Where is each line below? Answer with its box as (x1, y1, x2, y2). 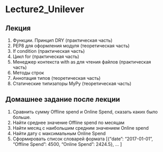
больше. (12, 114, 32, 120)
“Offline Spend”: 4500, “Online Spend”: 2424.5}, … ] (12, 141, 122, 147)
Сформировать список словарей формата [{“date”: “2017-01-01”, (12, 136, 153, 142)
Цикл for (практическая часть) (12, 53, 79, 59)
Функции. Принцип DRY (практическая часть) (12, 37, 113, 43)
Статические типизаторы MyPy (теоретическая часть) (12, 80, 131, 86)
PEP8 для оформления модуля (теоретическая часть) (12, 43, 130, 49)
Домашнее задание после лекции (5, 95, 120, 104)
